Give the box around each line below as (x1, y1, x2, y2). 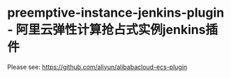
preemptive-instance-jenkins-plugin (7, 5, 225, 21)
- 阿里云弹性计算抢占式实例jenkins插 (7, 22, 218, 38)
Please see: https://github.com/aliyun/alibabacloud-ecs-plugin (7, 63, 188, 71)
